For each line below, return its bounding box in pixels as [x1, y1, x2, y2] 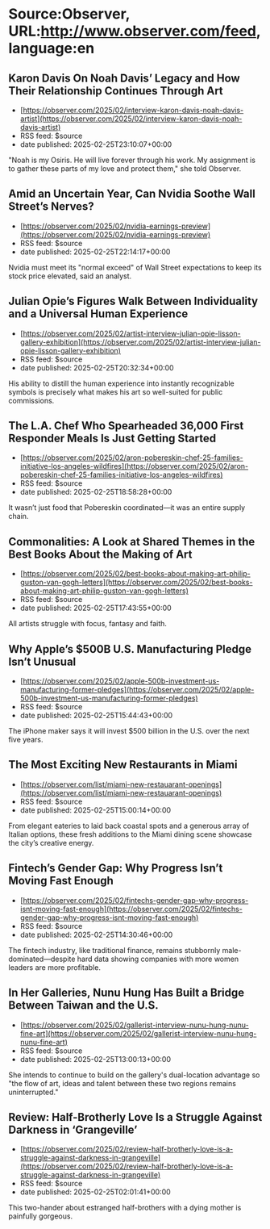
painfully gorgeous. [8, 1211, 73, 1221]
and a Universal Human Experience [8, 307, 189, 321]
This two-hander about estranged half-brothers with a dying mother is [8, 1203, 242, 1213]
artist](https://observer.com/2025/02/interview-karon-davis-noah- [19, 114, 243, 123]
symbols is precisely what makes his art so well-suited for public [8, 387, 223, 396]
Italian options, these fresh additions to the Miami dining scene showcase [8, 829, 252, 839]
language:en [8, 40, 95, 57]
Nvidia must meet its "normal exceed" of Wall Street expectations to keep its [8, 262, 262, 272]
